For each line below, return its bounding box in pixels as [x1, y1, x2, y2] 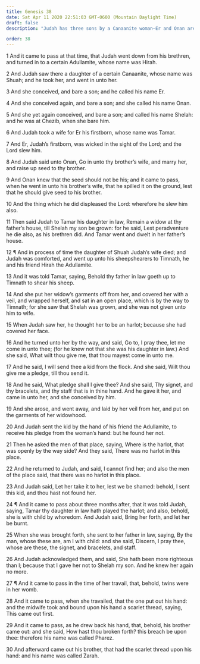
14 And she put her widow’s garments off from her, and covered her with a [6, 291, 189, 298]
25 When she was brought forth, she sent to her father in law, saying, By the [6, 531, 193, 538]
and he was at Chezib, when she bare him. [6, 117, 111, 125]
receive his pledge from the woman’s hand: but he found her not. [6, 430, 165, 437]
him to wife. [6, 310, 35, 317]
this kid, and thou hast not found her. [6, 489, 96, 497]
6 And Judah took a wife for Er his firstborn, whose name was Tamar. [6, 129, 176, 136]
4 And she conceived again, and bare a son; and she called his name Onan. [6, 99, 192, 107]
